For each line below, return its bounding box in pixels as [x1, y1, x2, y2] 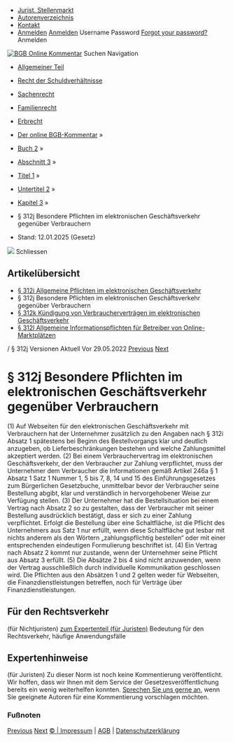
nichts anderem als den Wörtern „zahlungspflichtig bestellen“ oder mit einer [7, 533, 226, 542]
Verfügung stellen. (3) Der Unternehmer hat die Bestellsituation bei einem [7, 496, 219, 505]
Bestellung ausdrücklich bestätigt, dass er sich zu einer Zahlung [7, 511, 192, 519]
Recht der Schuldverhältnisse [17, 76, 103, 85]
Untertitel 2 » [17, 185, 56, 193]
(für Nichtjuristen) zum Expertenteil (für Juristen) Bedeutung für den [7, 624, 204, 633]
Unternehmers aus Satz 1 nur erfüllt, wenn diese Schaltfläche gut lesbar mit [7, 526, 225, 534]
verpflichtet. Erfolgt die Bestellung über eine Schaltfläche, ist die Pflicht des [7, 518, 225, 527]
